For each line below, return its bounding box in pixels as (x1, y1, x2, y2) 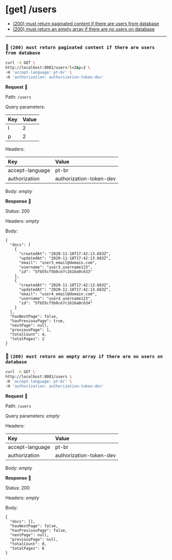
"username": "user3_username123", (18, 265, 93, 270)
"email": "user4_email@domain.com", (18, 291, 97, 296)
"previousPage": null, (10, 536, 58, 542)
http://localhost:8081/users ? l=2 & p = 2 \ (5, 65, 91, 70)
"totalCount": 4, (10, 332, 47, 337)
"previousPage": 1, (10, 327, 52, 332)
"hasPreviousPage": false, (10, 528, 68, 533)
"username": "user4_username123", (18, 296, 93, 301)
